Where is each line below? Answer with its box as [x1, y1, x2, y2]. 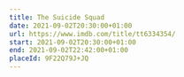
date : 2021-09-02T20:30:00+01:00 [9, 21, 133, 30]
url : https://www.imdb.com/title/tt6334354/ [9, 29, 176, 38]
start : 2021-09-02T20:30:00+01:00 [9, 37, 137, 47]
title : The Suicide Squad [9, 12, 104, 22]
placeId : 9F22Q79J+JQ [9, 54, 89, 63]
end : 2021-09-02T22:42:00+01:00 [9, 46, 128, 55]
